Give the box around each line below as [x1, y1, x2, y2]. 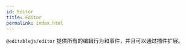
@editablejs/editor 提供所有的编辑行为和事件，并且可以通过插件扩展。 [6, 37, 184, 45]
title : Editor [6, 14, 42, 20]
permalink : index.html [6, 20, 63, 26]
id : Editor [6, 8, 34, 15]
